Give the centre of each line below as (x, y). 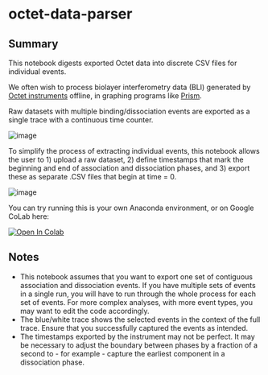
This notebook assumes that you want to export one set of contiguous (136, 276)
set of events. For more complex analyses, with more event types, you (136, 302)
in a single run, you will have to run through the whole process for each (138, 294)
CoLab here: (29, 216)
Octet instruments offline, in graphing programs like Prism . (105, 96)
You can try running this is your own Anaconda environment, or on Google (131, 208)
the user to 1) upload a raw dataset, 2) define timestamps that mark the (126, 159)
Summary (33, 44)
